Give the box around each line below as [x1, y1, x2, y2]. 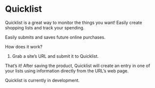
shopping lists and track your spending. [5, 24, 85, 30]
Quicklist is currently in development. [5, 77, 80, 83]
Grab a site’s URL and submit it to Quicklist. [12, 53, 99, 59]
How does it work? [5, 44, 43, 49]
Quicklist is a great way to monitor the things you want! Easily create [5, 20, 142, 25]
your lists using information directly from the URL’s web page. [5, 67, 129, 74]
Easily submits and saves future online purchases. [5, 34, 106, 40]
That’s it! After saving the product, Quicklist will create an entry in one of [5, 63, 150, 68]
